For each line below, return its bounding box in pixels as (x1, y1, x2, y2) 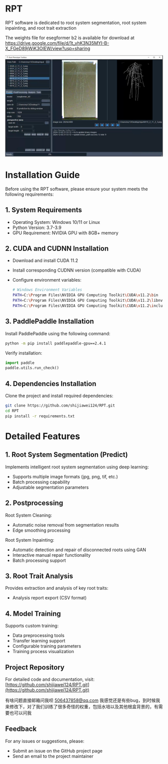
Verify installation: (5, 350, 42, 356)
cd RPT (5, 409, 19, 414)
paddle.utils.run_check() (5, 365, 59, 370)
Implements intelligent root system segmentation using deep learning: (5, 464, 149, 470)
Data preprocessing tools (12, 632, 65, 639)
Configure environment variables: (12, 277, 81, 283)
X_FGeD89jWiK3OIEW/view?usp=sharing (5, 45, 90, 51)
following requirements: (5, 191, 54, 197)
